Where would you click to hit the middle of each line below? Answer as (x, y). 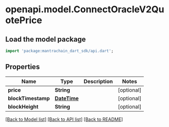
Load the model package (46, 39)
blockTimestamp (29, 98)
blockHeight (23, 107)
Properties (23, 67)
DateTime (67, 98)
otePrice (24, 20)
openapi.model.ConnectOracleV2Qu (85, 9)
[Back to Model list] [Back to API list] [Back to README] (64, 119)
